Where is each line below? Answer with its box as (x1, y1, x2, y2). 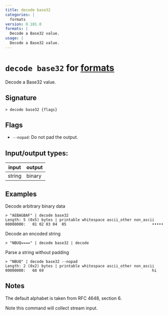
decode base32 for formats (5, 62, 115, 73)
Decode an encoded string (5, 230, 61, 236)
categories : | (5, 12, 35, 17)
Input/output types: (5, 149, 69, 157)
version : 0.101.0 (5, 21, 42, 27)
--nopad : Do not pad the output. (12, 134, 78, 140)
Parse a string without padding (5, 249, 69, 255)
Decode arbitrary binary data (5, 203, 66, 209)
